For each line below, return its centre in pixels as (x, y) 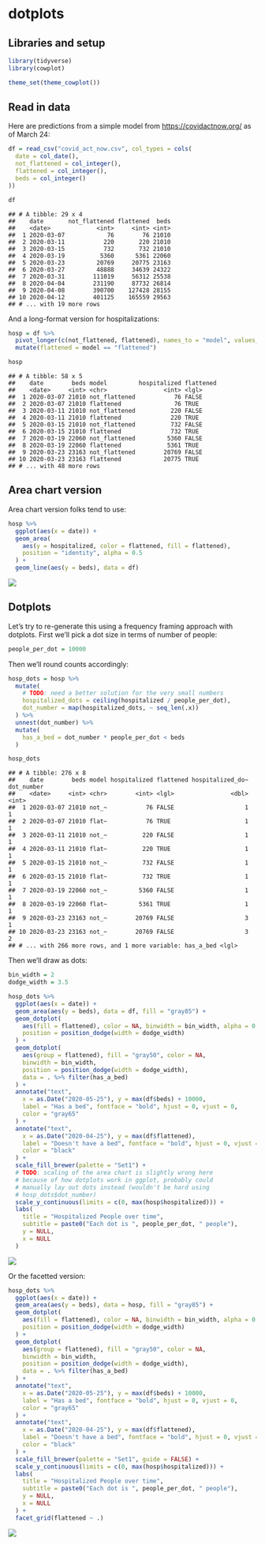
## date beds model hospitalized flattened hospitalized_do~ (128, 780)
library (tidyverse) (40, 61)
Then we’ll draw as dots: (48, 961)
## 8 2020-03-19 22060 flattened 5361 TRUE (104, 446)
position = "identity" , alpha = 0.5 (83, 553)
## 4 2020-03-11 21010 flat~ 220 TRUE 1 (128, 849)
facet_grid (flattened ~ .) (60, 1518)
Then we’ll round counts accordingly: (68, 664)
